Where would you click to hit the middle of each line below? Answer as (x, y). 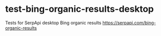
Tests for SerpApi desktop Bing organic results (53, 23)
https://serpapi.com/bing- (129, 23)
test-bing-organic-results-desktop (79, 9)
